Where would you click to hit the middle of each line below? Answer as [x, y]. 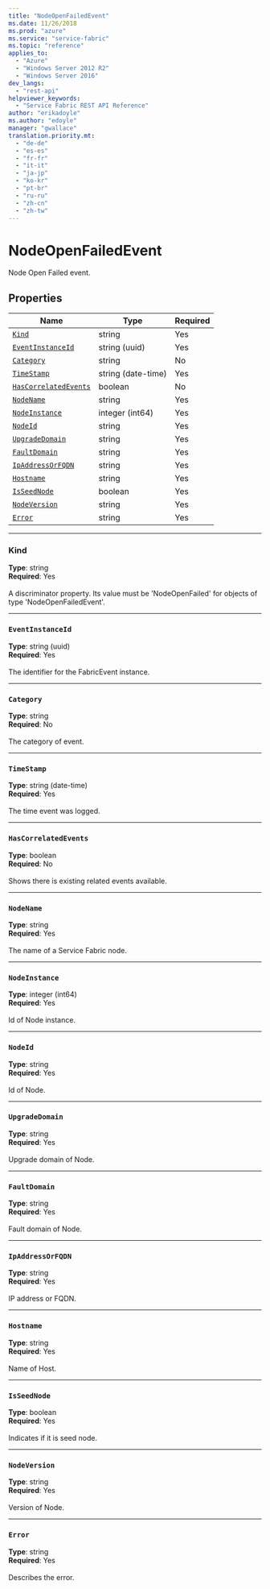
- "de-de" [32, 143]
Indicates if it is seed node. [53, 1438]
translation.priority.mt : [51, 135]
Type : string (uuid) [39, 646]
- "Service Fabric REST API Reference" [82, 106]
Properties [35, 298]
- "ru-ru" [32, 195]
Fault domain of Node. [45, 1229]
